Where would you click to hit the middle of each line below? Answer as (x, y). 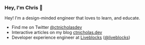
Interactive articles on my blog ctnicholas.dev (57, 33)
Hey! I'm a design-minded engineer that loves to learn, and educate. (72, 18)
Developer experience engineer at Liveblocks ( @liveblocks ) (71, 37)
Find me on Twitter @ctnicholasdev (47, 27)
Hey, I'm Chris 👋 (24, 8)
